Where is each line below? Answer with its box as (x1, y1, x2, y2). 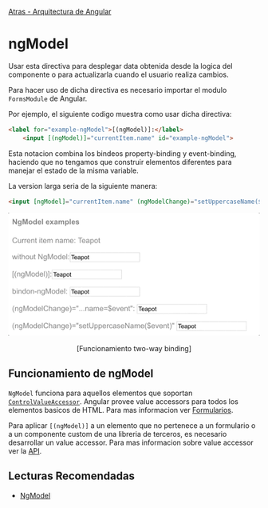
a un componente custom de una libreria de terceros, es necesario (8, 429, 227, 438)
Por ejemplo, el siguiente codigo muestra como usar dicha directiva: (8, 109, 232, 118)
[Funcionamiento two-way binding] (76, 343, 192, 353)
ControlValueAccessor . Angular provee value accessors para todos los (8, 396, 239, 406)
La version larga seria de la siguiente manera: (8, 181, 158, 190)
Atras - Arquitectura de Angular (8, 7, 112, 16)
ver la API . (8, 446, 42, 455)
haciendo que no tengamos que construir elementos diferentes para (8, 157, 233, 166)
